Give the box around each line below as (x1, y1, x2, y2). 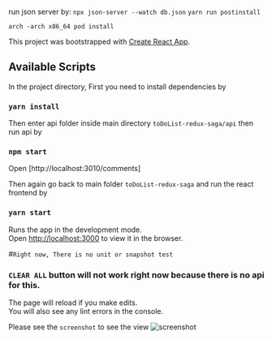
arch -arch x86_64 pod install (8, 23, 114, 31)
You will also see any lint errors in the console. (8, 307, 164, 315)
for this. (8, 279, 41, 290)
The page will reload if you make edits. (8, 298, 138, 307)
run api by (8, 127, 42, 137)
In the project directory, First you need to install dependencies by (8, 81, 227, 92)
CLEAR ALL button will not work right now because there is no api (8, 269, 265, 281)
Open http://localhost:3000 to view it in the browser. (8, 233, 183, 242)
